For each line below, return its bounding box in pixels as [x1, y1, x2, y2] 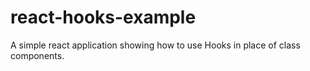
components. [10, 49, 65, 61]
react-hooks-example [10, 6, 197, 29]
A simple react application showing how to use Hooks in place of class [10, 39, 301, 51]
